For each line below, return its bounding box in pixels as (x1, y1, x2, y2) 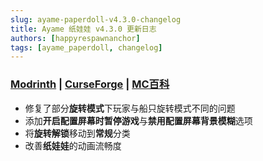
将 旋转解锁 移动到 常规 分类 (24, 127, 131, 139)
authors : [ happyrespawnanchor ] (10, 33, 141, 43)
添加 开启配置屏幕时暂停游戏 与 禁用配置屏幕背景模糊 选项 (24, 114, 253, 126)
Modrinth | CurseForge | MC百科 (10, 77, 170, 91)
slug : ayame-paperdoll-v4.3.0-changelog (10, 14, 182, 25)
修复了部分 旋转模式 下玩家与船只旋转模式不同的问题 (24, 102, 236, 114)
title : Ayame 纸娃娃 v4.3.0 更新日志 (10, 24, 157, 34)
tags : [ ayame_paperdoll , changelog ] (10, 42, 163, 53)
